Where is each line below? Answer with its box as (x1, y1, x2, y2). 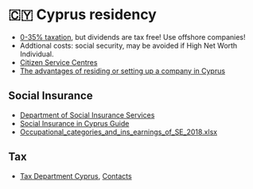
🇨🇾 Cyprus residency (8, 6, 157, 24)
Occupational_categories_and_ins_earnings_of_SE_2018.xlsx (19, 127, 217, 137)
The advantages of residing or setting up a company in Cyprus (19, 66, 225, 75)
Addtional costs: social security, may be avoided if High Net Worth (19, 40, 238, 50)
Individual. (19, 49, 54, 59)
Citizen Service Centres (19, 57, 98, 67)
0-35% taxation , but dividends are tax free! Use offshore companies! (19, 32, 246, 41)
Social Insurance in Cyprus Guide (19, 118, 130, 128)
